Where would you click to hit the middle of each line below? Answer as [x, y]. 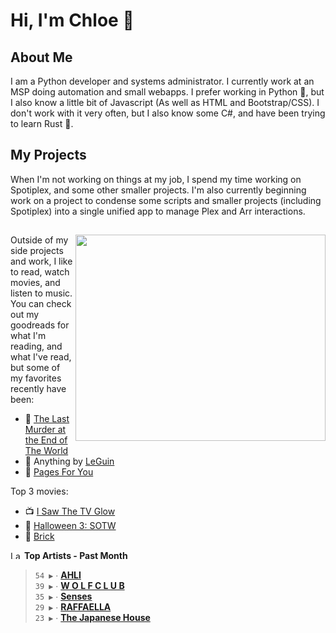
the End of [46, 440]
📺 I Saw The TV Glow [70, 511]
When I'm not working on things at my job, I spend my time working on [156, 179]
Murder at [45, 430]
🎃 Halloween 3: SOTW [70, 526]
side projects [37, 251]
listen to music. [41, 293]
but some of [35, 368]
